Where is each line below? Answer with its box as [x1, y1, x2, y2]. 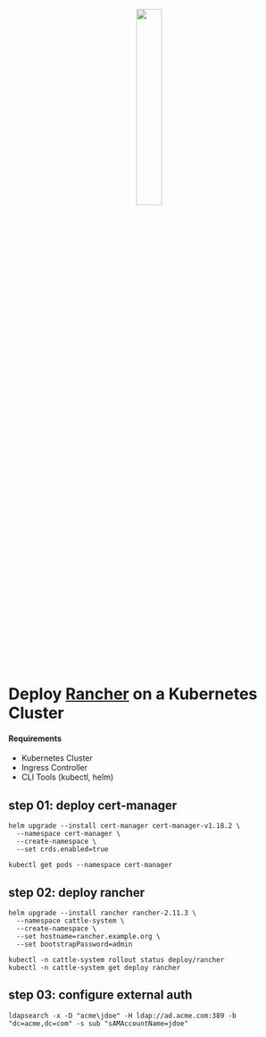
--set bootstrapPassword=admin [16, 940, 133, 949]
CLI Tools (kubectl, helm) [21, 771, 114, 782]
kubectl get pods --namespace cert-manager [8, 861, 173, 870]
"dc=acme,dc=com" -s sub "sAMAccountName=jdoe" [8, 1019, 189, 1028]
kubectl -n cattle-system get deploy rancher [8, 964, 180, 973]
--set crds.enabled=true [16, 845, 109, 854]
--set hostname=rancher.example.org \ [16, 932, 162, 941]
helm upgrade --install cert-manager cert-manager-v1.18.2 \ [8, 822, 241, 830]
